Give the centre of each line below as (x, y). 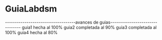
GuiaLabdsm (31, 9)
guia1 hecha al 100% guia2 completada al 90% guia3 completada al (89, 27)
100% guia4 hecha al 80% (32, 32)
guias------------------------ (128, 22)
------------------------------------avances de (52, 22)
